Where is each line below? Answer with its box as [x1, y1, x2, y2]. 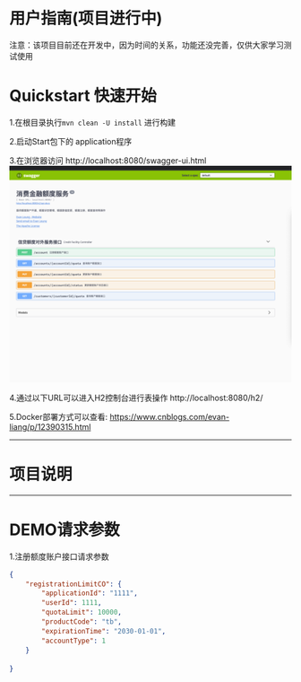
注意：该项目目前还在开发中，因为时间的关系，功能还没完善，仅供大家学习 [9, 39, 284, 50]
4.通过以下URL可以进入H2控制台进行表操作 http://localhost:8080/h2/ [9, 392, 263, 403]
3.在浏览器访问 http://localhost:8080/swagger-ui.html [9, 154, 207, 166]
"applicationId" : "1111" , [41, 589, 139, 598]
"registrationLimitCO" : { [25, 580, 123, 589]
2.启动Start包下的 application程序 [9, 136, 133, 146]
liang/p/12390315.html [9, 421, 91, 432]
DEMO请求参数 [9, 520, 120, 539]
